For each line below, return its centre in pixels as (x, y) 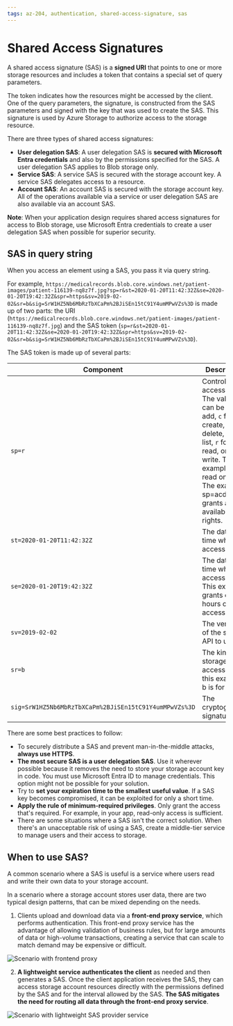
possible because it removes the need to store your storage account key (121, 769)
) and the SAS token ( (90, 326)
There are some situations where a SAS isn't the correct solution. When (119, 820)
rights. (213, 521)
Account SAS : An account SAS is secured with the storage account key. (120, 189)
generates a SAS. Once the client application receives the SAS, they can (120, 979)
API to (212, 642)
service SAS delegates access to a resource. (81, 181)
